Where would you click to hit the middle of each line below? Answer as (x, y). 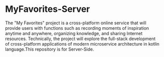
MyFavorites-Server (48, 9)
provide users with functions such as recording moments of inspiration (77, 28)
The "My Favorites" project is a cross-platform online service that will (76, 23)
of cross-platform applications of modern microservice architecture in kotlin (82, 44)
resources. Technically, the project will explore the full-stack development (80, 39)
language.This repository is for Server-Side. (50, 49)
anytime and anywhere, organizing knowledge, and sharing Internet (74, 33)
